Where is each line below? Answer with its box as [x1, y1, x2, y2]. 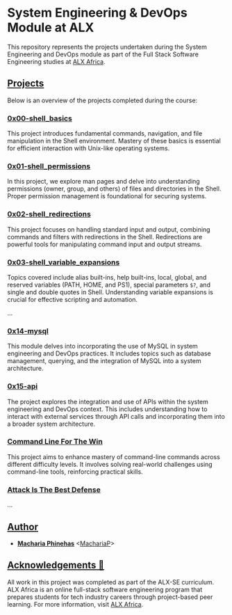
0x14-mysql [7, 326, 49, 335]
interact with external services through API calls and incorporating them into [7, 412, 226, 420]
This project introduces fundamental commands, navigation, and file [7, 129, 203, 138]
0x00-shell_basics [7, 113, 73, 123]
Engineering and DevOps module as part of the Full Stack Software [7, 50, 199, 58]
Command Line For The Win [7, 437, 103, 447]
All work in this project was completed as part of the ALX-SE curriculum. [7, 577, 215, 586]
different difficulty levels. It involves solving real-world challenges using [7, 460, 213, 468]
